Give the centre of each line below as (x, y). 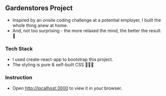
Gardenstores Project (39, 8)
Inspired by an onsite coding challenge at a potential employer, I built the (87, 20)
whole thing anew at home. (40, 25)
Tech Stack (19, 48)
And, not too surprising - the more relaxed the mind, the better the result (86, 30)
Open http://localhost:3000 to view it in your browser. (67, 88)
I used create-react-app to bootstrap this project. (63, 59)
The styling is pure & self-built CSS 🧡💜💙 (53, 65)
